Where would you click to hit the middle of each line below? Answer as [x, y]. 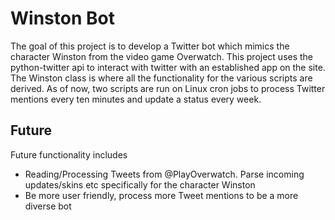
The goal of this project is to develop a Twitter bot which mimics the [150, 46]
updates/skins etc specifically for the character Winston [140, 184]
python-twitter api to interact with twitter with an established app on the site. [168, 67]
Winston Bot [62, 18]
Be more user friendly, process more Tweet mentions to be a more [161, 195]
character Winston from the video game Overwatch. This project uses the [162, 56]
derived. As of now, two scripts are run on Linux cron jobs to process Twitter [168, 88]
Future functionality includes [69, 154]
